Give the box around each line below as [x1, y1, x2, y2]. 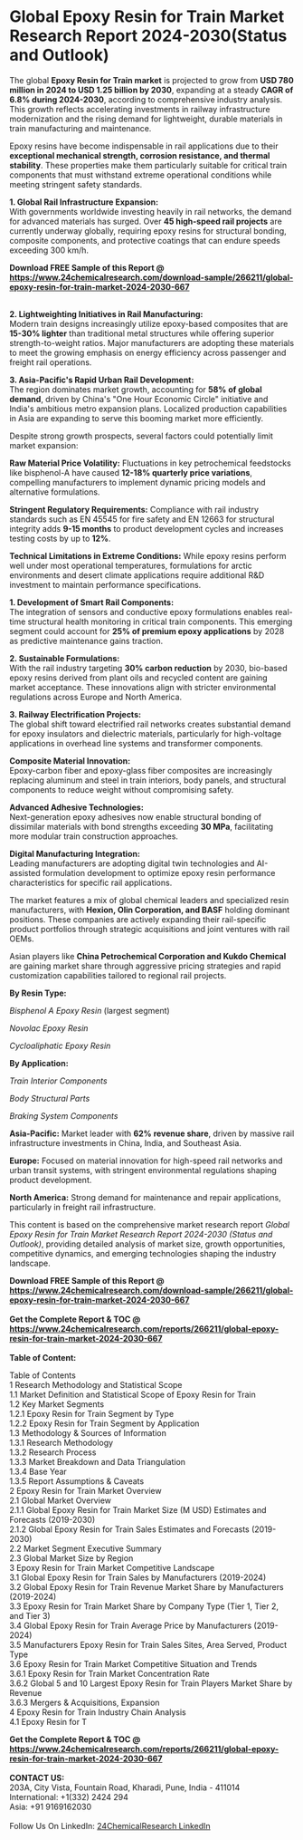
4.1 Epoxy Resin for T [9, 1716, 88, 1727]
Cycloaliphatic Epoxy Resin [9, 1040, 111, 1051]
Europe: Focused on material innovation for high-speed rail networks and [9, 1155, 283, 1166]
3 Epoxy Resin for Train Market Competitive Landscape [9, 1562, 215, 1573]
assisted [9, 867, 41, 878]
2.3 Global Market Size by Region [9, 1552, 134, 1564]
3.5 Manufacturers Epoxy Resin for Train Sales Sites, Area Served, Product [9, 1639, 288, 1650]
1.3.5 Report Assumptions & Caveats [9, 1475, 145, 1487]
